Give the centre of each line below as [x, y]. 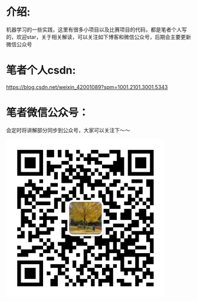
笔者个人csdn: [41, 70]
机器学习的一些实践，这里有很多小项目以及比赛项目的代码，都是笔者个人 [94, 29]
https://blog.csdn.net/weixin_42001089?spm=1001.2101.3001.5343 [87, 87]
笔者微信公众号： [48, 113]
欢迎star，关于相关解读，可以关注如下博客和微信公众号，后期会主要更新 [104, 37]
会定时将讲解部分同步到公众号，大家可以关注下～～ [68, 130]
